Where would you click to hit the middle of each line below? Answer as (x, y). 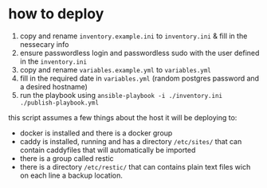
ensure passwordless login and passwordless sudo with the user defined (139, 53)
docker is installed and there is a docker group (96, 133)
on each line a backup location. (71, 175)
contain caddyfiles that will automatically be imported (108, 150)
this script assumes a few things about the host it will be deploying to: (123, 117)
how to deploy (56, 14)
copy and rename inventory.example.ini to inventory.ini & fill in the (133, 36)
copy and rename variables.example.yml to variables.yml (115, 69)
